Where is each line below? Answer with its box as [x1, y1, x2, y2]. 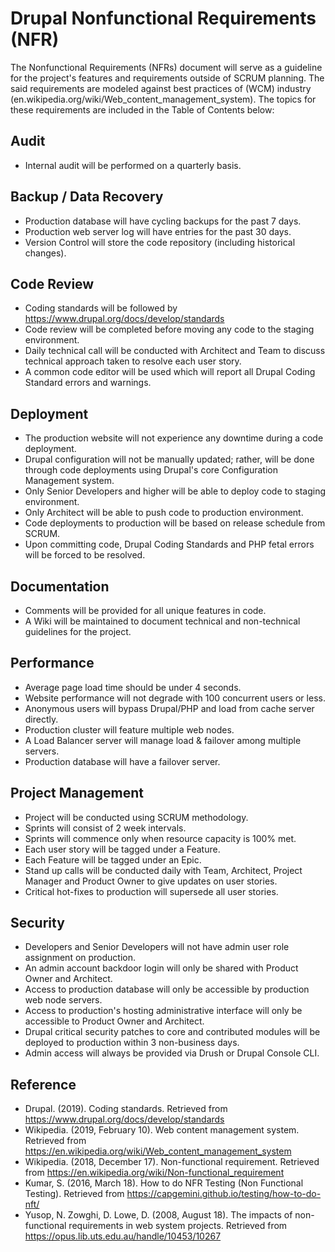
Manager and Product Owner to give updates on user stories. [24, 875, 278, 887]
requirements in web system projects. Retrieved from [68, 1220, 288, 1232]
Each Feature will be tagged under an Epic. [24, 853, 202, 866]
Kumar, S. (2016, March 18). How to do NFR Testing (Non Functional [24, 1177, 304, 1189]
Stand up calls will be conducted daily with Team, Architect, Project [24, 864, 303, 876]
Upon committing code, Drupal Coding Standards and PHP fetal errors [24, 538, 315, 551]
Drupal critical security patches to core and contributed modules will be [24, 1026, 321, 1038]
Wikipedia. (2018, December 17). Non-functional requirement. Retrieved [24, 1156, 320, 1168]
